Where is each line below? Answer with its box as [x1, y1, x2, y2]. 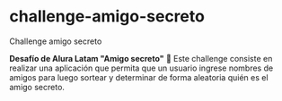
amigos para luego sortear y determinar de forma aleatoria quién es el [9, 72, 269, 82]
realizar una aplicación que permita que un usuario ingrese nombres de [9, 63, 274, 73]
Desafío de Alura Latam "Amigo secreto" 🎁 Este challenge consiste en [9, 53, 273, 63]
